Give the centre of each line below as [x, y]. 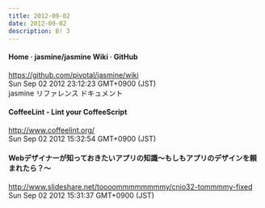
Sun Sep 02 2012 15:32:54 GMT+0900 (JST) [82, 138]
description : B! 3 [39, 31]
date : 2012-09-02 [38, 23]
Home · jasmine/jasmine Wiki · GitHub [73, 57]
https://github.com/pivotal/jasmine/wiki [74, 74]
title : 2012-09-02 [39, 16]
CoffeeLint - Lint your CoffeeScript [68, 112]
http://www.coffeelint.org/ [52, 129]
